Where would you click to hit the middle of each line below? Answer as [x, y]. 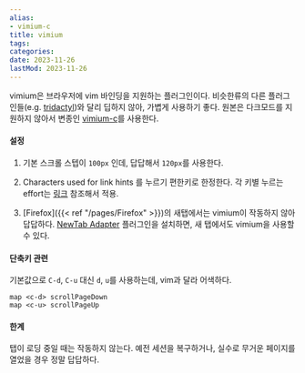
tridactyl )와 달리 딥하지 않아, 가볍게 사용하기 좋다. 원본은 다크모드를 [163, 106]
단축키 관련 [29, 258]
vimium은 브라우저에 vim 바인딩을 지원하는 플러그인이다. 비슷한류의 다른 [138, 96]
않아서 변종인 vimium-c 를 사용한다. [96, 118]
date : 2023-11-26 [42, 60]
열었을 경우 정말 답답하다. [55, 359]
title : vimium [36, 35]
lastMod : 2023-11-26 [49, 69]
